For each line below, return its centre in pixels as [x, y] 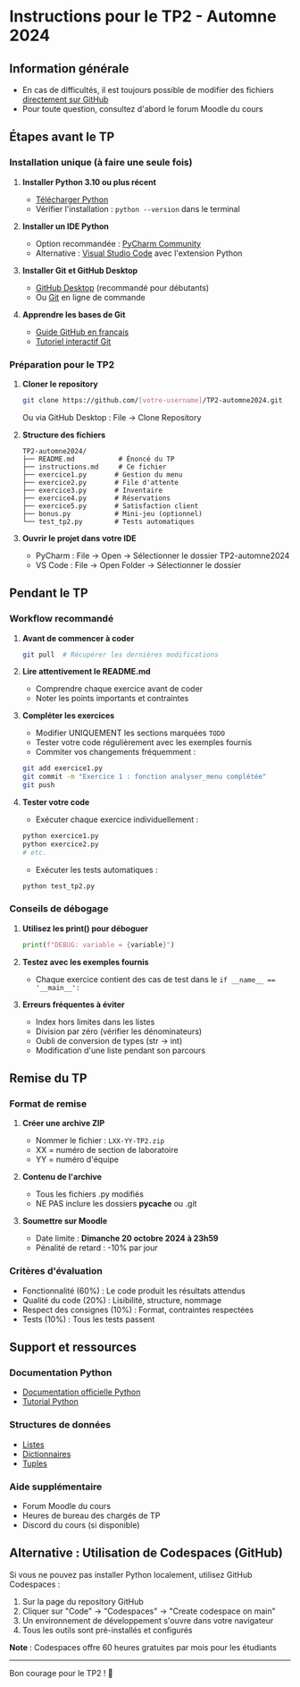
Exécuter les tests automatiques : [96, 869]
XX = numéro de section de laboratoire [107, 1150]
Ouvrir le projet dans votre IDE [79, 538]
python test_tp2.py [58, 886]
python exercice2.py [60, 844]
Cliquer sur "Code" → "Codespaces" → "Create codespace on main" [149, 1611]
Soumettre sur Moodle [65, 1221]
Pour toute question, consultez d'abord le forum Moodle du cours [142, 109]
